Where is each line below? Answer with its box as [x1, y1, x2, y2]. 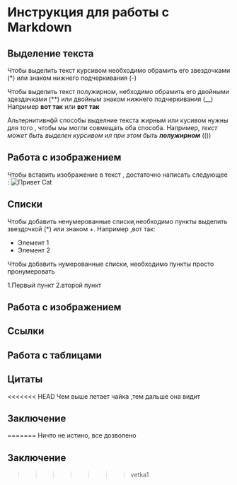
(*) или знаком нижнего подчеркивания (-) [7, 74, 137, 82]
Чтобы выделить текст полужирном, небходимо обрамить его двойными [7, 88, 230, 95]
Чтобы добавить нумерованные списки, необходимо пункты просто [7, 259, 214, 268]
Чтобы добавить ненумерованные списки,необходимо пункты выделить [7, 217, 228, 226]
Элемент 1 [17, 238, 50, 247]
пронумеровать [7, 267, 55, 276]
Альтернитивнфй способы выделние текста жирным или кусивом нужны [7, 116, 229, 124]
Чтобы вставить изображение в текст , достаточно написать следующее [7, 170, 228, 179]
